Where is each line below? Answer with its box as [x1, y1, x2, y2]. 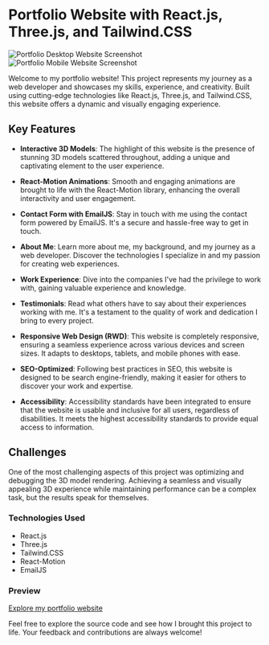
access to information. [19, 422, 95, 432]
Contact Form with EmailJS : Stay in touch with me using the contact [19, 209, 247, 219]
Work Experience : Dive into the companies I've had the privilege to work [19, 274, 262, 284]
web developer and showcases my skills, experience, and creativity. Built [8, 82, 251, 92]
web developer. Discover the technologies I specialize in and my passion [19, 250, 261, 260]
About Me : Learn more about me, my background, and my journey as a [19, 241, 255, 251]
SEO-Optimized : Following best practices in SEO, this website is [19, 364, 233, 373]
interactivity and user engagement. [19, 193, 137, 203]
